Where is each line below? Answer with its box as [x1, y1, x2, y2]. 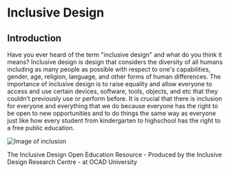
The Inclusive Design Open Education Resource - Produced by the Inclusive [7, 150, 222, 159]
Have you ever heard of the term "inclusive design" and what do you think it [7, 50, 222, 59]
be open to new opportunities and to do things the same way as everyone [7, 109, 216, 117]
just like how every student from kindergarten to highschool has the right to [7, 116, 221, 125]
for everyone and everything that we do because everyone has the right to [7, 102, 218, 110]
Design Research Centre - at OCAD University [7, 158, 138, 166]
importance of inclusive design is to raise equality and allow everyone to [7, 80, 212, 88]
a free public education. [7, 124, 75, 132]
